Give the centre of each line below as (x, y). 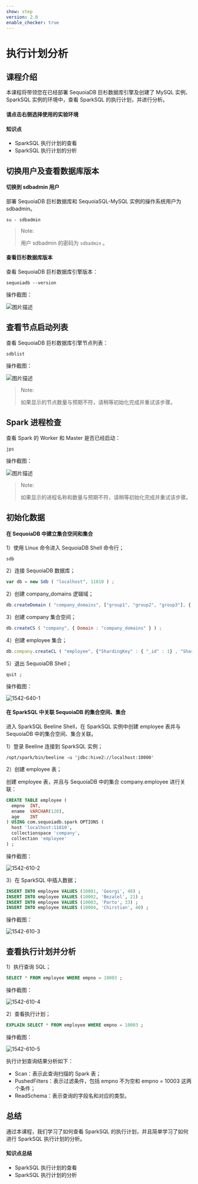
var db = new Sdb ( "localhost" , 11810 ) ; (60, 582)
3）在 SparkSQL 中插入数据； (42, 880)
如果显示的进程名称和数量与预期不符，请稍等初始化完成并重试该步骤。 (106, 497)
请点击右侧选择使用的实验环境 (42, 114)
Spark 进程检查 (34, 422)
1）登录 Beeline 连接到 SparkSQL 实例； (55, 746)
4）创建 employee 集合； (37, 640)
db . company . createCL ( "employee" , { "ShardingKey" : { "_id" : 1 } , (92, 651)
